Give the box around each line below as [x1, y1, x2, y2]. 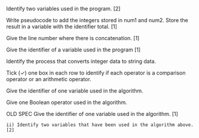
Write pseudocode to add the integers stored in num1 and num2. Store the [6, 17, 188, 23]
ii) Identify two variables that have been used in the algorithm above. [6, 122, 194, 128]
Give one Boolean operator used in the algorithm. [6, 99, 127, 106]
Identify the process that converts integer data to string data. [6, 58, 157, 65]
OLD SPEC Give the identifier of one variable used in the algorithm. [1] [6, 111, 178, 117]
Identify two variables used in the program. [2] [6, 5, 121, 12]
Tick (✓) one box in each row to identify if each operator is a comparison [6, 69, 186, 76]
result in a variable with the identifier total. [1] [6, 23, 118, 30]
